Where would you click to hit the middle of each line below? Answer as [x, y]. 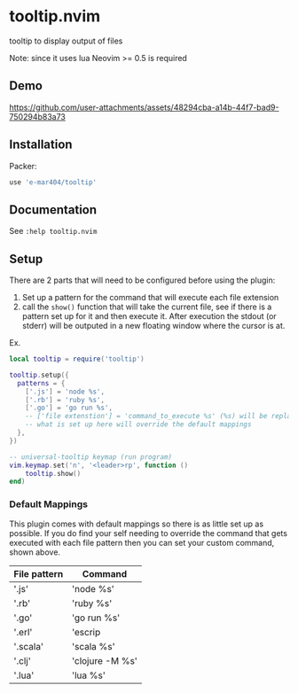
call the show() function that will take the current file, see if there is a [147, 307]
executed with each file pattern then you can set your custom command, [142, 542]
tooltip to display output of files [66, 41]
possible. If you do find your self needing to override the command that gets [149, 533]
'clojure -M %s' [104, 660]
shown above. [35, 552]
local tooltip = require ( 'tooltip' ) [77, 359]
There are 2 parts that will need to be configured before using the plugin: [142, 280]
